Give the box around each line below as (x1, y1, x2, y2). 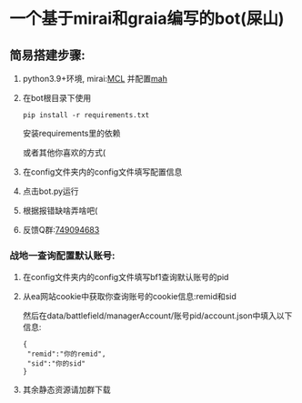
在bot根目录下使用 (22, 93, 92, 103)
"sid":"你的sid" (26, 359, 86, 368)
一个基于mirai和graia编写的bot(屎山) (9, 8, 285, 29)
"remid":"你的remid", (26, 349, 106, 359)
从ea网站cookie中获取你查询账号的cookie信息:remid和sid (22, 291, 237, 302)
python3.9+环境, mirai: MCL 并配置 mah (22, 74, 168, 84)
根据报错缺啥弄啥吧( (22, 206, 98, 216)
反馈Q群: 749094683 (22, 225, 100, 235)
